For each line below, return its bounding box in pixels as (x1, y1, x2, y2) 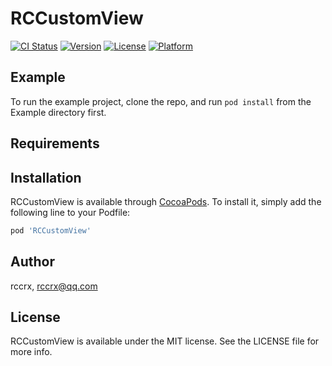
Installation (10, 169, 82, 186)
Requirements (10, 135, 100, 152)
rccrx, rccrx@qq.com (10, 280, 98, 292)
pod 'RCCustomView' (10, 225, 92, 236)
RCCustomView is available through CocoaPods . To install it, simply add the (10, 195, 322, 207)
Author (10, 253, 55, 271)
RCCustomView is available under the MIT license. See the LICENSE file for (10, 335, 320, 347)
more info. (10, 346, 53, 358)
